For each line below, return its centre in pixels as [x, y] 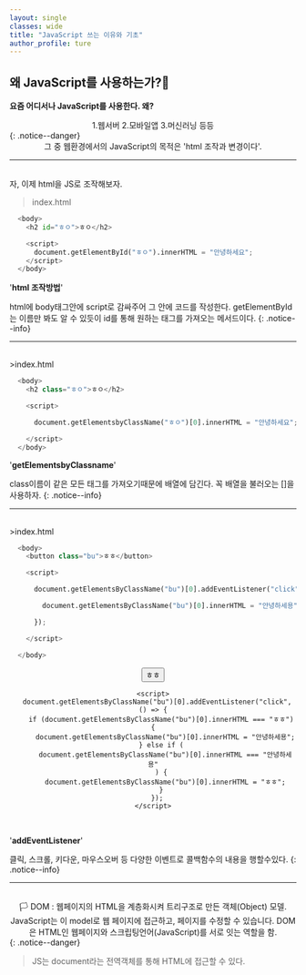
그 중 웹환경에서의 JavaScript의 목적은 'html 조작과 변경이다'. [153, 147]
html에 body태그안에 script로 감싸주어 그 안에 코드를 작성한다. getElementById [151, 307]
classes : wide [36, 26]
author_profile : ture [51, 43]
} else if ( [161, 745]
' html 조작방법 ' [36, 288]
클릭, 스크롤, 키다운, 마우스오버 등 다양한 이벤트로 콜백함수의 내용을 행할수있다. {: [153, 859]
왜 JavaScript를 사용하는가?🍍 [90, 82]
